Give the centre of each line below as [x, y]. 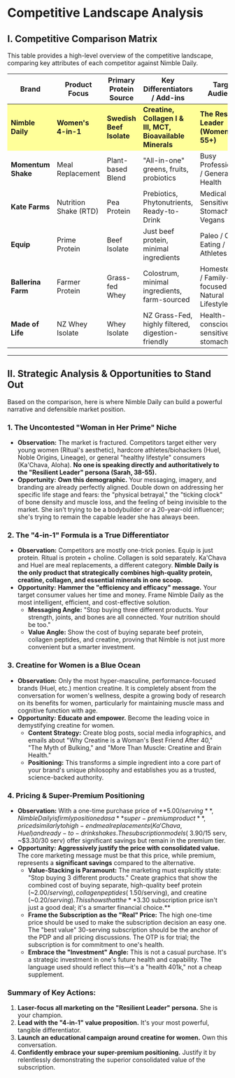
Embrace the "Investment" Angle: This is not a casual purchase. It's [127, 952]
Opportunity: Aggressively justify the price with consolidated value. [119, 848]
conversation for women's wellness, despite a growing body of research [121, 696]
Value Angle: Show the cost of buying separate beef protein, [116, 633]
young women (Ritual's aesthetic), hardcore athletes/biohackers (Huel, [119, 450]
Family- [217, 278]
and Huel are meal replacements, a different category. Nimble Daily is [118, 565]
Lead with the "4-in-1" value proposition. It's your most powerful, [113, 1023]
